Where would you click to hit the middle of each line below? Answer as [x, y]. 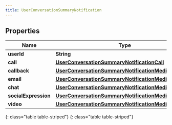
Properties [23, 31]
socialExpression [29, 96]
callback [18, 71]
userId [16, 54]
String [63, 54]
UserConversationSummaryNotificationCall [110, 62]
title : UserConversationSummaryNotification [53, 10]
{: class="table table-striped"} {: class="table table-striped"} [69, 117]
